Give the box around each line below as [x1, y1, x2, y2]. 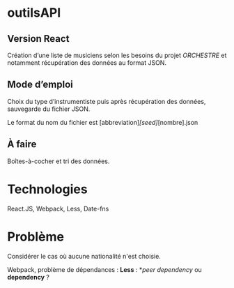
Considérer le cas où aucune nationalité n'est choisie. [7, 252, 162, 260]
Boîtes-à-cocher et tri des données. [7, 157, 110, 165]
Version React [7, 33, 70, 45]
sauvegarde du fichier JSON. [7, 105, 91, 113]
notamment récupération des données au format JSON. [7, 59, 167, 67]
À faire [7, 138, 37, 151]
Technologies [7, 181, 88, 197]
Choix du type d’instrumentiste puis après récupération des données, [7, 97, 206, 105]
